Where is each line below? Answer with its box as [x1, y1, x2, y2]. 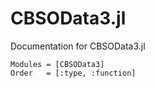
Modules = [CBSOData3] [10, 59, 105, 69]
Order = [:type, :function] [10, 68, 137, 78]
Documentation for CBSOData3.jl [10, 40, 146, 52]
